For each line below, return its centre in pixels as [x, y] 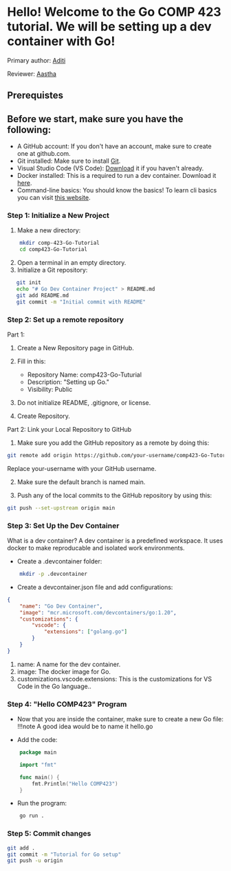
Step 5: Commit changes [49, 834]
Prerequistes [35, 96]
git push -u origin [35, 861]
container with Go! [61, 41]
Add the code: [37, 740]
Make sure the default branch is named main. [81, 482]
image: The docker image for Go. [64, 671]
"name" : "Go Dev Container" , [61, 606]
